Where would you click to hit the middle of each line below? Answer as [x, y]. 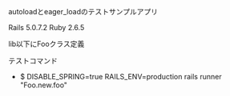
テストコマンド [33, 61]
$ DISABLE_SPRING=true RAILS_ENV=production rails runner [121, 77]
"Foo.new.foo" [44, 85]
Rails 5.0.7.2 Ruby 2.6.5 [46, 27]
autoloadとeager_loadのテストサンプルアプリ [83, 12]
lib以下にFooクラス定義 [46, 44]
